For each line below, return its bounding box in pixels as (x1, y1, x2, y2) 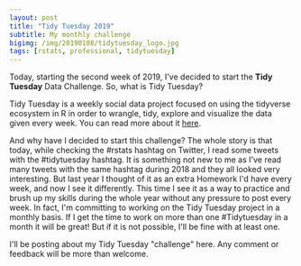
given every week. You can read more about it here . (9, 118, 202, 129)
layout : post (9, 13, 59, 23)
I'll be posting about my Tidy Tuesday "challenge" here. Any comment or (9, 239, 279, 250)
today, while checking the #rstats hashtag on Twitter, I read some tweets (9, 145, 279, 156)
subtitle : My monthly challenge (9, 30, 131, 39)
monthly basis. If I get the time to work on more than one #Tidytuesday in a (9, 212, 288, 223)
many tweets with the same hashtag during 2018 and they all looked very (9, 164, 281, 175)
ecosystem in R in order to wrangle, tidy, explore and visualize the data (9, 108, 272, 119)
